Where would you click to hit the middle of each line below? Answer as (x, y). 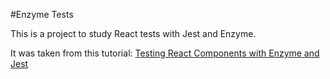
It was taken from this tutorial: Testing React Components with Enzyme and (165, 53)
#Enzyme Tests (42, 14)
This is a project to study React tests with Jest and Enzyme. (133, 33)
